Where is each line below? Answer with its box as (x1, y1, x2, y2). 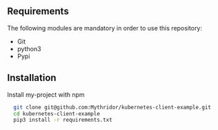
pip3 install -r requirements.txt (13, 117, 112, 124)
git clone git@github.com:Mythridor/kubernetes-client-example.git (13, 104, 212, 111)
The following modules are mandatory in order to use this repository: (7, 24, 202, 32)
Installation (7, 72, 57, 84)
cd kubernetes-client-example (13, 110, 100, 117)
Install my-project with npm (7, 90, 85, 99)
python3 (17, 44, 41, 53)
